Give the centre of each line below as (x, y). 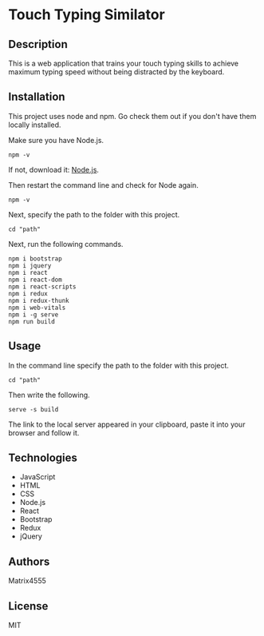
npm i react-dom (35, 280)
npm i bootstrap (35, 258)
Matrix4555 (27, 581)
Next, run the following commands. (66, 244)
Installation (37, 97)
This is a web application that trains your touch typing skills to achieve (124, 63)
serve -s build (33, 409)
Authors (29, 561)
